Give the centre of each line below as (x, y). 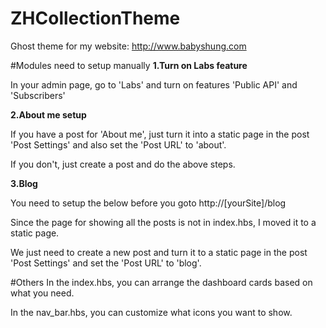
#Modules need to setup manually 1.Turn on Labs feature (129, 65)
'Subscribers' (38, 95)
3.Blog (24, 183)
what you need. (42, 293)
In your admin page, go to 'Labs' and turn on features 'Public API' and (154, 84)
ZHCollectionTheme (95, 18)
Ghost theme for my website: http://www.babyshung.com (128, 46)
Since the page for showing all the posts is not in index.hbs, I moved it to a (163, 222)
